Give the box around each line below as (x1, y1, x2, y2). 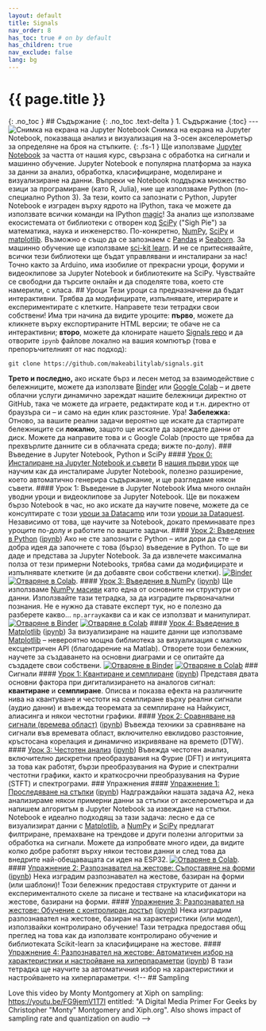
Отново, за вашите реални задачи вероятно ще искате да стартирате (8, 415, 245, 425)
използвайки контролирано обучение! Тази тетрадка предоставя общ (8, 922, 246, 932)
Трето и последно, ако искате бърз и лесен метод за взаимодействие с (8, 373, 255, 383)
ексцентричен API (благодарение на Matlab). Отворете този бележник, (8, 643, 249, 653)
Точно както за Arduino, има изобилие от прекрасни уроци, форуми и (8, 260, 245, 269)
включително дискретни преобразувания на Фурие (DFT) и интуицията (8, 753, 252, 763)
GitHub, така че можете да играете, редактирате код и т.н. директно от (8, 399, 250, 408)
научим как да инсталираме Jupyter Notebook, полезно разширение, (8, 466, 244, 476)
